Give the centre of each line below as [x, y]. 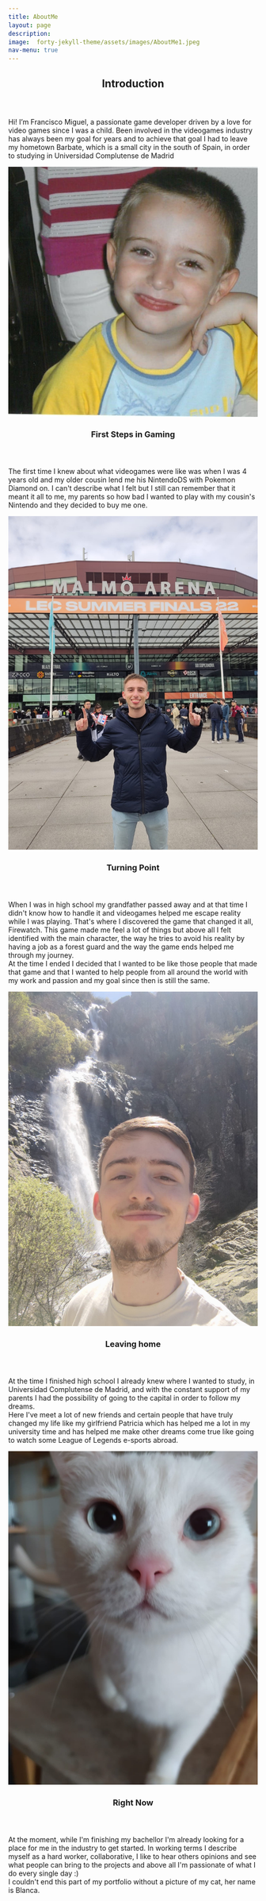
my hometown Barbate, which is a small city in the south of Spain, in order [129, 147]
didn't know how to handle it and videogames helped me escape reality [125, 913]
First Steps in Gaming [133, 434]
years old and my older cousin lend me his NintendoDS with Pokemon [122, 480]
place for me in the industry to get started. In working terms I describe [123, 1848]
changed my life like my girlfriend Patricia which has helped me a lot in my [129, 1423]
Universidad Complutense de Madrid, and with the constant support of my [129, 1390]
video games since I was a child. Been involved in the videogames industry [131, 130]
